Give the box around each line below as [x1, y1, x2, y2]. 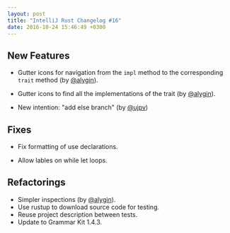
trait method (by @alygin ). [17, 76, 98, 85]
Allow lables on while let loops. [17, 156, 108, 165]
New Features [7, 49, 70, 61]
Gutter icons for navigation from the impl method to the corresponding [17, 68, 224, 77]
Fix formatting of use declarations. [17, 143, 118, 150]
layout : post [7, 10, 46, 18]
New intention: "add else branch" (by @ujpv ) [17, 103, 149, 112]
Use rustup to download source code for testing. [17, 203, 160, 211]
